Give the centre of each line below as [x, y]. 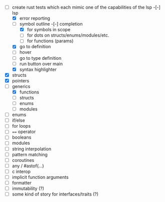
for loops [21, 126]
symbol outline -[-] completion [51, 24]
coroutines [23, 160]
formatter [22, 182]
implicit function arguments [40, 177]
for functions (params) [50, 41]
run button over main [41, 64]
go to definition [35, 47]
